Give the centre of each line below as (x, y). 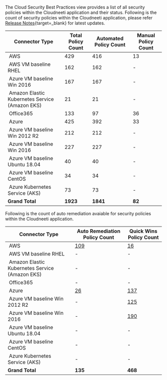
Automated (110, 38)
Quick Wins (143, 231)
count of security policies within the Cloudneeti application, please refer (79, 18)
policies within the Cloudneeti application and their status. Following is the (81, 12)
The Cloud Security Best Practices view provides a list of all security (75, 7)
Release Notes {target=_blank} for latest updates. (55, 23)
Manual (146, 35)
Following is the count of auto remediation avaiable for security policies (78, 213)
